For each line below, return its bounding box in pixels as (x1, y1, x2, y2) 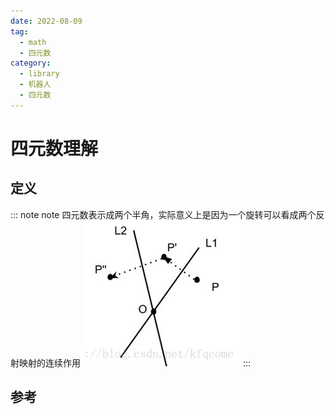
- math (19, 37, 47, 47)
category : (10, 58, 52, 69)
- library (19, 69, 60, 79)
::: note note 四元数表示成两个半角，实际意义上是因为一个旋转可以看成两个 (10, 208, 317, 220)
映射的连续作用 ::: (18, 356, 251, 369)
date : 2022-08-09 (10, 16, 83, 26)
